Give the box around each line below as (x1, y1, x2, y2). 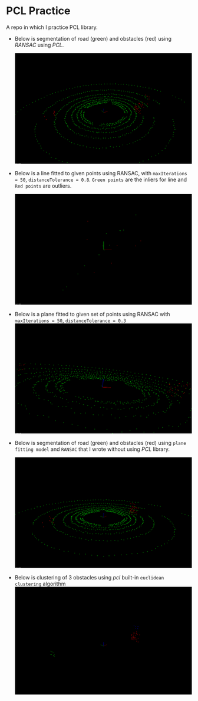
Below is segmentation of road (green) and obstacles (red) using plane (14, 440, 187, 447)
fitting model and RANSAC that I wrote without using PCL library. (14, 446, 170, 453)
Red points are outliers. (14, 182, 72, 189)
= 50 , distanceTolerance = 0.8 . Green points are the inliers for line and (14, 176, 187, 183)
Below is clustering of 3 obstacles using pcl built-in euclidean (14, 574, 164, 581)
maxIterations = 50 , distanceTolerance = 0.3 (14, 317, 127, 324)
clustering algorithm (14, 580, 66, 588)
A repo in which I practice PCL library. (6, 24, 98, 31)
